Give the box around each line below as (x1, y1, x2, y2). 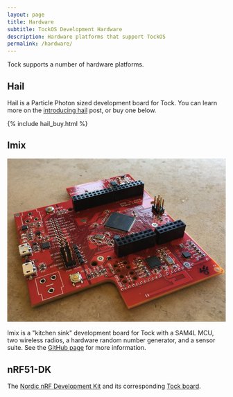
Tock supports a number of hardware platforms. (7, 60, 144, 69)
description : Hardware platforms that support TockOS (7, 33, 166, 40)
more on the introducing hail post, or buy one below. (7, 106, 157, 114)
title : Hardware (7, 18, 54, 26)
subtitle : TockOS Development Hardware (7, 26, 123, 33)
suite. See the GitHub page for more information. (7, 344, 147, 352)
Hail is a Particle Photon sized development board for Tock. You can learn (7, 98, 218, 107)
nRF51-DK (7, 364, 52, 376)
